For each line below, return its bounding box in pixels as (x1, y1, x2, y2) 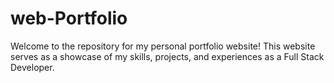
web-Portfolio (10, 7, 128, 30)
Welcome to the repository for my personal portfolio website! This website (10, 40, 316, 52)
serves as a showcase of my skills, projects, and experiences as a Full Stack (10, 50, 325, 62)
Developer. (10, 61, 55, 73)
